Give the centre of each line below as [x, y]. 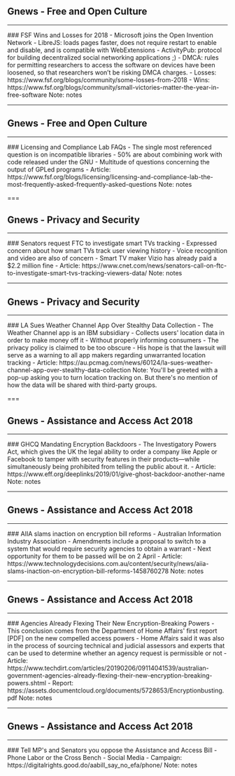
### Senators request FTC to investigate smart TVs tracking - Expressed [112, 243]
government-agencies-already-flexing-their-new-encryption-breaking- [110, 675]
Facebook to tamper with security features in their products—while [104, 459]
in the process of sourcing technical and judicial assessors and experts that [116, 645]
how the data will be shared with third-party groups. [82, 385]
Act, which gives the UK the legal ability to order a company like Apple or [113, 452]
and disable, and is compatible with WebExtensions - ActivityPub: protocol [115, 50]
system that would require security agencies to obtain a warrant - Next [109, 548]
